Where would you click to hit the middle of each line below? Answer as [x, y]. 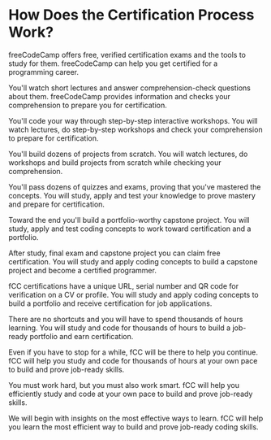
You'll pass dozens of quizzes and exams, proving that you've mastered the [135, 187]
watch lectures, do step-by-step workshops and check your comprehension [135, 129]
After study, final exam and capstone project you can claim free [114, 253]
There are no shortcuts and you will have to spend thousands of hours [126, 319]
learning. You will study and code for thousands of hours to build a [120, 328]
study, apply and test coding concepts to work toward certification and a [130, 229]
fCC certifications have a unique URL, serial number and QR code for [124, 285]
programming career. [44, 72]
